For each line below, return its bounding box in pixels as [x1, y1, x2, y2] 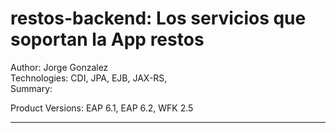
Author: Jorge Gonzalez [10, 61, 109, 73]
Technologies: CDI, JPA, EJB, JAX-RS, [10, 72, 168, 84]
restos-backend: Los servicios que [10, 7, 307, 30]
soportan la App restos [10, 28, 205, 51]
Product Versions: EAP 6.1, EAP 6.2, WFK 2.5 [10, 102, 194, 114]
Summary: [10, 82, 53, 94]
